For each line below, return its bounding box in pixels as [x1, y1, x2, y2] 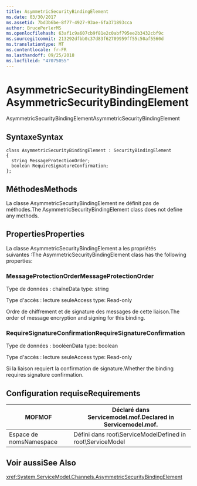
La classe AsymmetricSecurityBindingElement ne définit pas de [6, 200, 159, 207]
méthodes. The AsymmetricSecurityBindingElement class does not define [6, 206, 183, 213]
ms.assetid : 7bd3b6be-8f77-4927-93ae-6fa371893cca [6, 19, 133, 25]
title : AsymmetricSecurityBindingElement [6, 8, 109, 15]
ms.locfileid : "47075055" [6, 58, 69, 63]
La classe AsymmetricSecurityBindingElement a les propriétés [6, 244, 157, 252]
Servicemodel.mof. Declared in [87, 413, 174, 421]
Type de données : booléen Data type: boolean [6, 342, 118, 350]
